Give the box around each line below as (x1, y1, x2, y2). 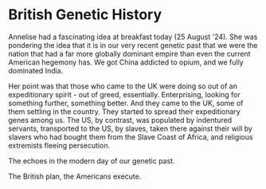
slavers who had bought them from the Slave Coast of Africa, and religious (8, 132, 253, 141)
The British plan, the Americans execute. (8, 171, 142, 181)
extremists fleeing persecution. (8, 140, 110, 150)
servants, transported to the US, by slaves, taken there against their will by (8, 124, 253, 133)
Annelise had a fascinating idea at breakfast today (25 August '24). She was (8, 32, 258, 41)
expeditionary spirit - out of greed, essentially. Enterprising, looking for (8, 89, 241, 99)
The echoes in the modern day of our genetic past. (8, 156, 175, 165)
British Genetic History (8, 6, 162, 24)
